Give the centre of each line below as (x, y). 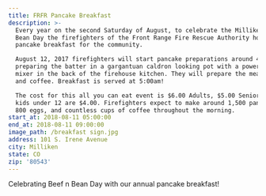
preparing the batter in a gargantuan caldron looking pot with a (127, 67)
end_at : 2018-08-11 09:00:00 (56, 125)
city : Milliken (33, 147)
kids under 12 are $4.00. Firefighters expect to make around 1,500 (131, 103)
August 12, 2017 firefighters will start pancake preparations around (134, 59)
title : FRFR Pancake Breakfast (60, 15)
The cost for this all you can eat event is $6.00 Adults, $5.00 (125, 96)
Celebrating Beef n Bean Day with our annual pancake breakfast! (114, 184)
